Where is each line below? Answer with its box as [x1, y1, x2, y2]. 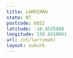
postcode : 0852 [6, 20, 45, 26]
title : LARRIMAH [6, 8, 48, 15]
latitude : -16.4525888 [6, 25, 64, 32]
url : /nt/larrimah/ [6, 37, 56, 43]
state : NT [6, 14, 32, 21]
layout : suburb [6, 43, 45, 49]
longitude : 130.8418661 [6, 31, 67, 37]
